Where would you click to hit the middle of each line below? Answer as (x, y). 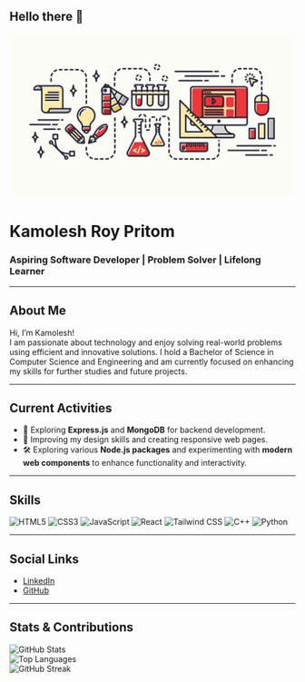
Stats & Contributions (72, 628)
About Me (38, 311)
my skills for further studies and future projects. (98, 371)
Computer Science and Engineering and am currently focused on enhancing (152, 361)
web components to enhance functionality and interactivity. (135, 463)
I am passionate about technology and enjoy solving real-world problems (146, 342)
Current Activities (61, 408)
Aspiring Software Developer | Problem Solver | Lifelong (135, 260)
